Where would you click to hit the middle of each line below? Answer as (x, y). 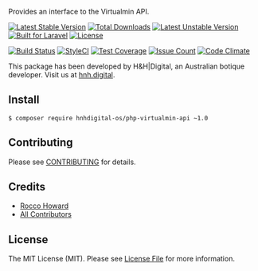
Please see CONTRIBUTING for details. (72, 162)
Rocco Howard (44, 206)
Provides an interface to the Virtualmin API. (79, 12)
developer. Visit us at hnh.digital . (62, 75)
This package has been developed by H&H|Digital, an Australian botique (127, 66)
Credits (27, 187)
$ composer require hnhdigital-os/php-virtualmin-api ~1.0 (108, 118)
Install (24, 100)
